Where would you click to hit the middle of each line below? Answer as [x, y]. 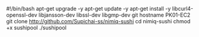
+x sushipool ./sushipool [37, 27]
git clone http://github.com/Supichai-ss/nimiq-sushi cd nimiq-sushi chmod [98, 21]
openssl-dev [22, 15]
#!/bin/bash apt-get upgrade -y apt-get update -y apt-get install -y [88, 9]
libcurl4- [183, 9]
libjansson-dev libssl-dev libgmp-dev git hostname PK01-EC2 [114, 15]
